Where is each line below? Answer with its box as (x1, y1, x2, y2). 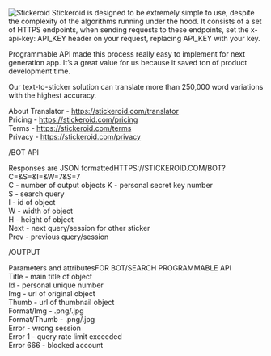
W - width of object (8, 206, 74, 216)
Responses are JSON (8, 163, 79, 173)
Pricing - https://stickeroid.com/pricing (8, 115, 138, 124)
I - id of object (8, 198, 56, 207)
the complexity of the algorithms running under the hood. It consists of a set (8, 16, 262, 26)
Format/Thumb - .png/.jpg (8, 315, 95, 324)
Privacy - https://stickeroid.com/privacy (8, 132, 142, 141)
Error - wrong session (8, 323, 81, 333)
